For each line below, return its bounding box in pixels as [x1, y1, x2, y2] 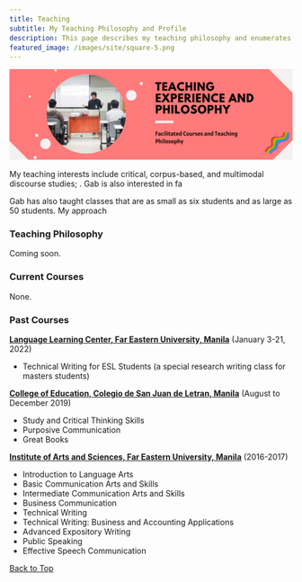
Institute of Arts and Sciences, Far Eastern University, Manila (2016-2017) [9, 452, 289, 462]
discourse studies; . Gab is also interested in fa [9, 178, 182, 189]
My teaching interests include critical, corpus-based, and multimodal [9, 169, 264, 180]
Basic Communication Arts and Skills [22, 479, 159, 489]
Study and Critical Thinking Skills [22, 415, 146, 426]
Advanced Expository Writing [22, 526, 131, 537]
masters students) [22, 371, 90, 381]
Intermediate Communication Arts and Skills [22, 488, 186, 499]
